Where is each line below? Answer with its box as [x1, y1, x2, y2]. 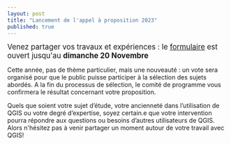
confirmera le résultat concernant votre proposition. [7, 88, 156, 96]
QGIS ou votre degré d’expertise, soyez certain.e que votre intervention [7, 109, 212, 117]
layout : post [7, 10, 45, 17]
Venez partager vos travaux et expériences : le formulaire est [7, 43, 218, 52]
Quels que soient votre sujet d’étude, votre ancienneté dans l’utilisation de [7, 102, 220, 110]
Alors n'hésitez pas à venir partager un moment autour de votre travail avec [7, 123, 225, 132]
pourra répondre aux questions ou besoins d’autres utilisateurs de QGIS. [7, 116, 215, 125]
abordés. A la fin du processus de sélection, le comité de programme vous [7, 81, 222, 89]
